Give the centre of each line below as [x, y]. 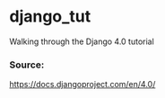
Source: [27, 65]
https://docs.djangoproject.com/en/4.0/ [82, 85]
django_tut [50, 17]
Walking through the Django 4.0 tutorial [82, 41]
